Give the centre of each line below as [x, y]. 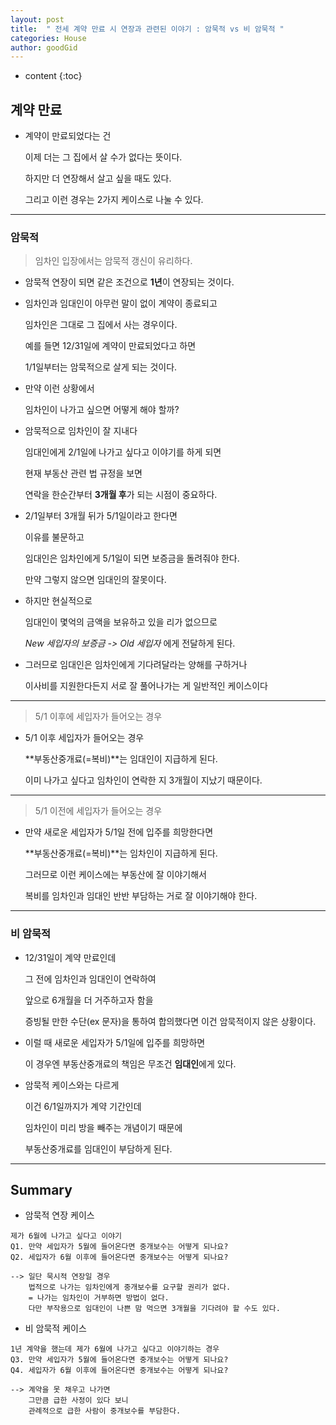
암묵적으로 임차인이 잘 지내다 [81, 431]
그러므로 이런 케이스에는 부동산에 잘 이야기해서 [115, 875]
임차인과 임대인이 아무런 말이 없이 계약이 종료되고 [121, 303]
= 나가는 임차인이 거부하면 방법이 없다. [99, 1298]
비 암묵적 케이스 [55, 1328]
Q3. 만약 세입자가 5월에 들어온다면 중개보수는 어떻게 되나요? [119, 1360]
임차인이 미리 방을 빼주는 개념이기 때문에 [103, 1127]
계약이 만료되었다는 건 [68, 136]
